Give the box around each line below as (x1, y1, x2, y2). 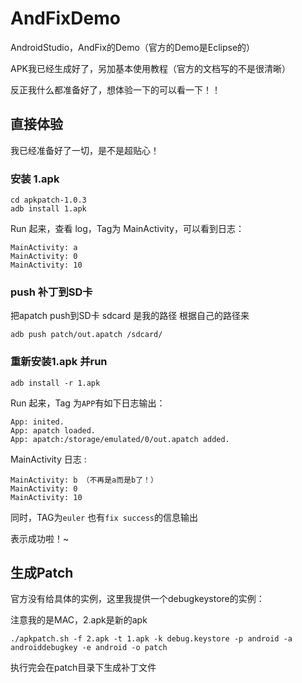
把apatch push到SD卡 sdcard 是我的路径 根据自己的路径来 (10, 310, 250, 322)
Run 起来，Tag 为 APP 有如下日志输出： (10, 397, 166, 409)
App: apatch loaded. (10, 425, 97, 436)
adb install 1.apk (10, 204, 87, 214)
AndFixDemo (10, 7, 121, 30)
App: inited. (10, 417, 65, 427)
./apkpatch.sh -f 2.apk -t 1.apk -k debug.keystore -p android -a (10, 634, 293, 644)
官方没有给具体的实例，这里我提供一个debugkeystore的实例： (10, 593, 265, 605)
